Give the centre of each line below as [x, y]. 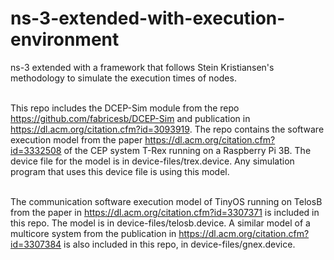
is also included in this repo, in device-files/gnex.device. [179, 244]
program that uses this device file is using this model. [120, 171]
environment [65, 39]
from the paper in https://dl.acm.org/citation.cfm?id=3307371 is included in [165, 212]
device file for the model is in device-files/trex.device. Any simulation [152, 161]
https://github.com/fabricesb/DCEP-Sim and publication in [130, 118]
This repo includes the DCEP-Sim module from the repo [125, 108]
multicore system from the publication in [93, 233]
